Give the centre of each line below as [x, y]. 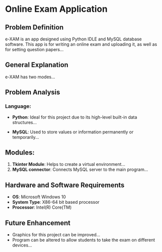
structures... [24, 122]
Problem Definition [34, 27]
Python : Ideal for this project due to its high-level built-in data [75, 117]
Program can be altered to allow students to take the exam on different [84, 240]
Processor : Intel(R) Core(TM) [42, 207]
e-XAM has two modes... [30, 77]
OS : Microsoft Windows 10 [39, 197]
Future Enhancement [38, 223]
